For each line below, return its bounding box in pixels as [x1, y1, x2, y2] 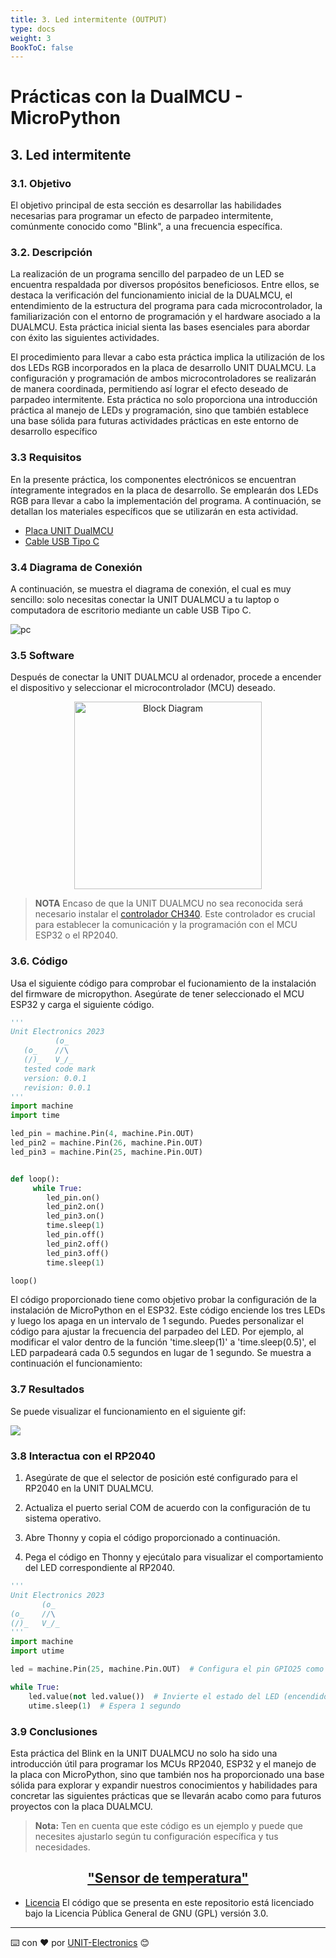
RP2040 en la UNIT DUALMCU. [24, 1482, 154, 1495]
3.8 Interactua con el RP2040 [10, 1449, 156, 1463]
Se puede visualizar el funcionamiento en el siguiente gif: [10, 1405, 247, 1417]
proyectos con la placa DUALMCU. [10, 1800, 153, 1812]
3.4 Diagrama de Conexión [10, 560, 143, 574]
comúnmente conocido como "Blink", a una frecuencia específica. [10, 221, 283, 233]
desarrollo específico [10, 426, 98, 438]
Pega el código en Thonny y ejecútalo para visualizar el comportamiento [24, 1551, 324, 1563]
